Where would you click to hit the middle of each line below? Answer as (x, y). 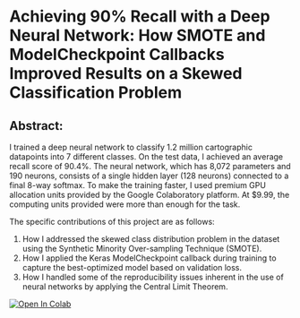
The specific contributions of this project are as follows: (112, 222)
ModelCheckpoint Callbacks (117, 55)
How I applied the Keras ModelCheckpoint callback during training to (149, 258)
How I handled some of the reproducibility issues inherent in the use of (153, 277)
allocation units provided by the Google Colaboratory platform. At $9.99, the (150, 195)
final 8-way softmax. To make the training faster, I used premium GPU (138, 185)
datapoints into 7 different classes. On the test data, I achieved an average (146, 157)
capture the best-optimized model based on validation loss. (132, 267)
